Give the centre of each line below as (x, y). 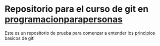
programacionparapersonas (64, 19)
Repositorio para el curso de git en (77, 9)
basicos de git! (20, 38)
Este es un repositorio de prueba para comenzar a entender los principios (80, 33)
